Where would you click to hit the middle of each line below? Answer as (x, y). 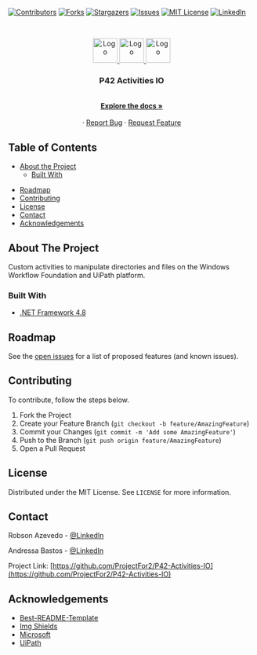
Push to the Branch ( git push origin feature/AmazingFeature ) (120, 440)
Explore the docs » (132, 106)
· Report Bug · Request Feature (132, 123)
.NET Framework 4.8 (52, 313)
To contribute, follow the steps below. (69, 400)
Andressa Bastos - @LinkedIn (56, 551)
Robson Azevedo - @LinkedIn (56, 536)
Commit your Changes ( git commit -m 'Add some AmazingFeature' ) (128, 431)
